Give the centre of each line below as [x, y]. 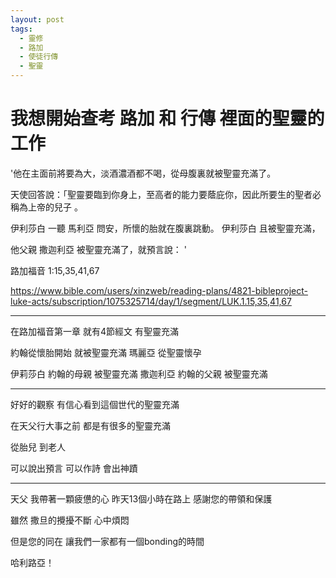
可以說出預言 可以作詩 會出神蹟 [74, 468]
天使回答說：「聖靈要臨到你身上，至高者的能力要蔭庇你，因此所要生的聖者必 [166, 194]
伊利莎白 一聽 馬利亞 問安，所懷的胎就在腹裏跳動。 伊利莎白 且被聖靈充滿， [165, 228]
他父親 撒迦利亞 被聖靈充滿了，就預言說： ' [99, 249]
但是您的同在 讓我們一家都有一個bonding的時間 [107, 541]
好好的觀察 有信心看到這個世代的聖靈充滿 [95, 404]
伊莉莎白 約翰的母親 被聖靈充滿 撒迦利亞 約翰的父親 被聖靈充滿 [139, 373]
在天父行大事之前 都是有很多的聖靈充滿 [90, 425]
